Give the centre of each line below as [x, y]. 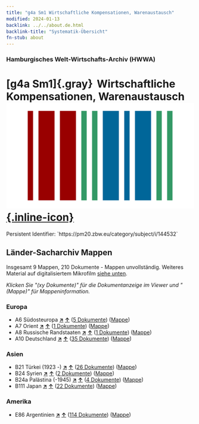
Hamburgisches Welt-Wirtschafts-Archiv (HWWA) [81, 60]
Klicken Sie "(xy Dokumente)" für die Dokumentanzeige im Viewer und [93, 285]
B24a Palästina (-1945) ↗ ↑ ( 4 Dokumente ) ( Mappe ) [79, 380]
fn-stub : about [25, 38]
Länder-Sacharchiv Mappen [59, 253]
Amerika [19, 401]
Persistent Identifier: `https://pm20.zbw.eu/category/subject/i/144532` [92, 234]
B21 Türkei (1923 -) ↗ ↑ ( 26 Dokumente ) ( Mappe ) [76, 367]
